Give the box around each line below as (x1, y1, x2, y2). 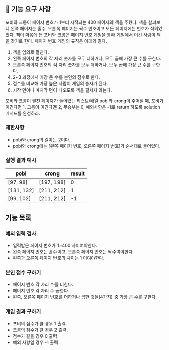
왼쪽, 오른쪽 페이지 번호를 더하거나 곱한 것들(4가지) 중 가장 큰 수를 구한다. (12, 294, 157, 300)
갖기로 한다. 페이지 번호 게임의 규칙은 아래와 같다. (10, 38, 107, 44)
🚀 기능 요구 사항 (5, 5, 51, 14)
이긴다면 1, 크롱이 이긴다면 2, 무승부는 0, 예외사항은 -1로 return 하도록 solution (5, 104, 160, 110)
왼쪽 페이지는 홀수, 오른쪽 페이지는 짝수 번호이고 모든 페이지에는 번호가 (10, 25, 149, 31)
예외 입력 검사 (5, 230, 37, 237)
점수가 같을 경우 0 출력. (12, 333, 59, 339)
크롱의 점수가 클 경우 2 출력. (12, 327, 68, 333)
